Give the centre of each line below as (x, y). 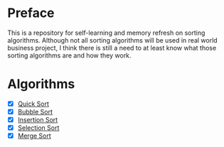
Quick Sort (33, 104)
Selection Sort (38, 128)
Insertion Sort (38, 120)
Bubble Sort (35, 111)
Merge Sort (34, 136)
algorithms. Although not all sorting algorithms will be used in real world (113, 40)
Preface (31, 13)
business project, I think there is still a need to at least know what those (112, 48)
